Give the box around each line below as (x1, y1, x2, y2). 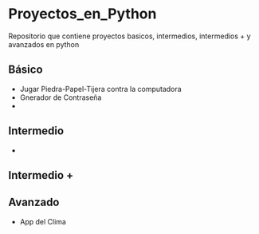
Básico (8, 63, 43, 77)
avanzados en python (8, 39, 80, 49)
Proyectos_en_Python (8, 5, 157, 23)
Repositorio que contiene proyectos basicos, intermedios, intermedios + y (8, 31, 251, 41)
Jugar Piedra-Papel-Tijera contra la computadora (19, 84, 182, 93)
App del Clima (19, 216, 66, 226)
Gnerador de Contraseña (19, 93, 102, 102)
